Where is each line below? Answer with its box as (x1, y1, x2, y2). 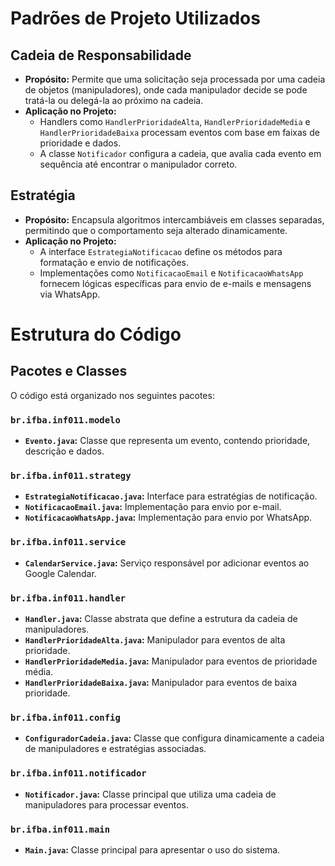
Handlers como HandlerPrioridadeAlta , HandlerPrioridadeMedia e (39, 116, 311, 127)
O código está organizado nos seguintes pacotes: (10, 389, 215, 401)
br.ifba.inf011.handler (10, 592, 127, 604)
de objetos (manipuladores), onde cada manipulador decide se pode (24, 84, 308, 96)
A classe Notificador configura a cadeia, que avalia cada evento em (39, 148, 322, 159)
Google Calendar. (24, 567, 97, 579)
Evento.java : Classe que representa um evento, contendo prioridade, (24, 435, 311, 447)
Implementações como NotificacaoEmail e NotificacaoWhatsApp (39, 267, 304, 279)
